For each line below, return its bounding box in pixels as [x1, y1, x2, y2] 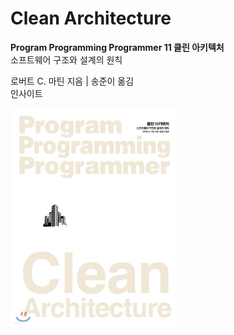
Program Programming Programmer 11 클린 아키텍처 [10, 41, 225, 53]
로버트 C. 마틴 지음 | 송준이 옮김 [10, 75, 135, 87]
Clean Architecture [10, 7, 172, 30]
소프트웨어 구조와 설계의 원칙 [10, 53, 123, 66]
